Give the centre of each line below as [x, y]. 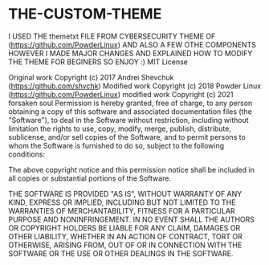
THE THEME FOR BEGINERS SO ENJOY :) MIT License [98, 62]
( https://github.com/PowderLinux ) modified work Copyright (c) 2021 [121, 94]
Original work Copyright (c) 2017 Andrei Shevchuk [91, 77]
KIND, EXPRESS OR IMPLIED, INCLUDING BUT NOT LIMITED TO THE [122, 202]
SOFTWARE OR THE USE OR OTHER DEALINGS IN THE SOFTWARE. [121, 253]
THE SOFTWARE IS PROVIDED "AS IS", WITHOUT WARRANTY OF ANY [125, 194]
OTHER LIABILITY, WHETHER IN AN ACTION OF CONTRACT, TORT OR [125, 236]
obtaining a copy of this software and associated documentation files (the [130, 111]
